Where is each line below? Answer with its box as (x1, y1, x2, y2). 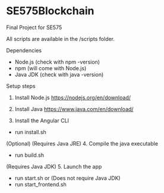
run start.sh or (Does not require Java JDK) (14, 174, 121, 182)
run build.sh (14, 151, 45, 159)
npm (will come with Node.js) (14, 64, 87, 72)
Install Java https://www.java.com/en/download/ (14, 105, 134, 112)
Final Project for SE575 (6, 24, 62, 31)
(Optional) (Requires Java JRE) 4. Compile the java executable (6, 140, 159, 147)
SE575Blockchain (6, 4, 94, 18)
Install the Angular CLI (14, 117, 70, 124)
